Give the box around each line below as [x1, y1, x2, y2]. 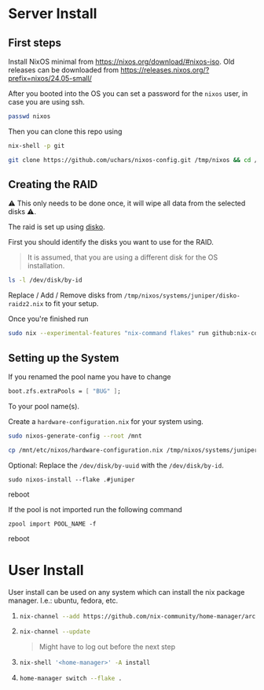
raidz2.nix [8, 301, 44, 308]
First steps [8, 36, 61, 50]
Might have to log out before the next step [38, 642, 176, 651]
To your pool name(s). [8, 401, 80, 411]
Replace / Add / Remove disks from [8, 290, 123, 300]
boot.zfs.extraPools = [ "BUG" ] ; [8, 387, 122, 395]
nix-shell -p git [8, 142, 65, 149]
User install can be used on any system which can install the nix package [8, 587, 245, 596]
